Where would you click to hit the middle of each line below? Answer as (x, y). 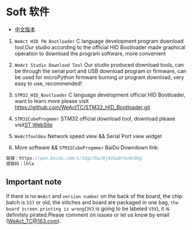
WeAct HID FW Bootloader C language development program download (99, 41)
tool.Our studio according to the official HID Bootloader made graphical (100, 47)
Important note (34, 182)
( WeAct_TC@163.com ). (34, 221)
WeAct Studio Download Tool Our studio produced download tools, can (99, 64)
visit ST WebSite (34, 125)
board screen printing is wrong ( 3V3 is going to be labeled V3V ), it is (88, 208)
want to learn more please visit (51, 101)
